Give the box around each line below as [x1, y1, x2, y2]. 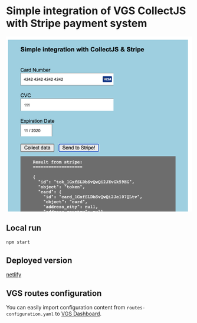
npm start [6, 239, 31, 246]
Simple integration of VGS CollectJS [6, 4, 186, 18]
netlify [6, 271, 22, 278]
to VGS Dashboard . [55, 310, 102, 317]
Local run [6, 223, 41, 233]
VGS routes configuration [6, 288, 102, 298]
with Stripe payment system [6, 17, 147, 30]
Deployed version [6, 255, 73, 265]
